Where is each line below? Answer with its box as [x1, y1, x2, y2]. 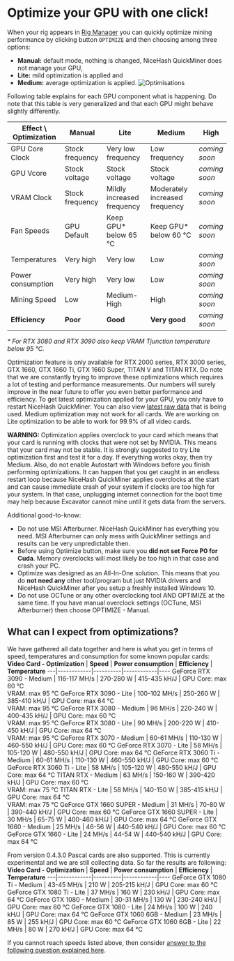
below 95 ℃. [7, 344, 45, 353]
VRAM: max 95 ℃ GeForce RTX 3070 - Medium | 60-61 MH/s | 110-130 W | [7, 734, 223, 742]
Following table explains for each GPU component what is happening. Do [7, 92, 217, 100]
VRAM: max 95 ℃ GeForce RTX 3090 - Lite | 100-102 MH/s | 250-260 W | [7, 689, 220, 697]
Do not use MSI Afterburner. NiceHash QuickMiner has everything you [17, 524, 219, 533]
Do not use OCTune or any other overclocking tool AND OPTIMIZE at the [17, 591, 225, 599]
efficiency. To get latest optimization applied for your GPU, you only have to [7, 395, 224, 403]
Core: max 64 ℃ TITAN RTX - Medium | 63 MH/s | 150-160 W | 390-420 [7, 771, 216, 779]
